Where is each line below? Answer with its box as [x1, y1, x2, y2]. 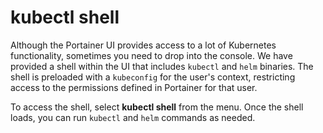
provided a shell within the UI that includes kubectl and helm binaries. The [10, 60, 314, 72]
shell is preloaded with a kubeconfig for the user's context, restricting [10, 71, 296, 83]
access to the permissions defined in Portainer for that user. [10, 81, 258, 93]
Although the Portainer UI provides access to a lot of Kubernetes [10, 39, 277, 51]
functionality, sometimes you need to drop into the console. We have [10, 49, 293, 61]
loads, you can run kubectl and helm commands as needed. [10, 111, 256, 123]
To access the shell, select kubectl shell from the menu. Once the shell [10, 101, 304, 113]
